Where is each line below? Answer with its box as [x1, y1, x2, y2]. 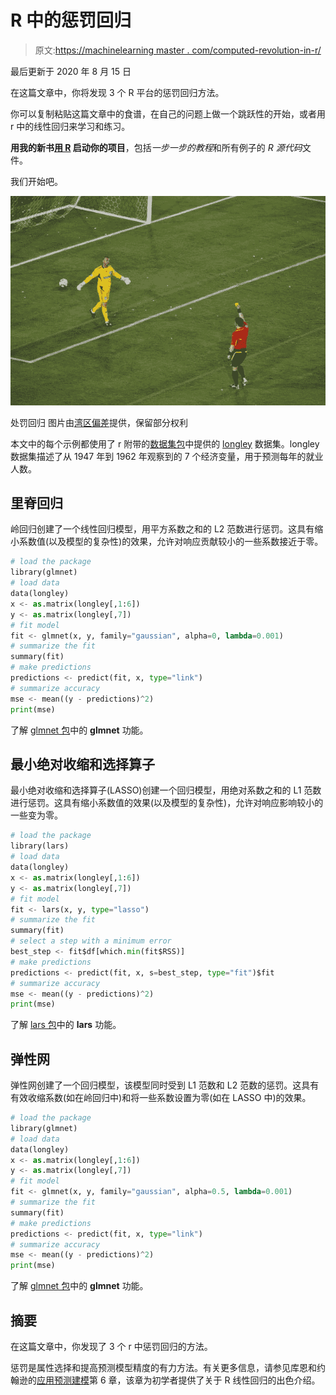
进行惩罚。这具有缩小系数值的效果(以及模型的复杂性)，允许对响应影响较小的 [10, 797, 324, 809]
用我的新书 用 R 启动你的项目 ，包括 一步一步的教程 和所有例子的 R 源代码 [10, 141, 303, 153]
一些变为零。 [10, 809, 63, 821]
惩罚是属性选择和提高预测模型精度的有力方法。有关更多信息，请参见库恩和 [10, 1362, 317, 1373]
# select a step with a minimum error [10, 936, 172, 946]
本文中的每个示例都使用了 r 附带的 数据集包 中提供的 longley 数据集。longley [10, 437, 320, 450]
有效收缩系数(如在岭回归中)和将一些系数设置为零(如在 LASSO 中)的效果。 [10, 1092, 312, 1104]
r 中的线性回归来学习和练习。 [10, 120, 131, 132]
